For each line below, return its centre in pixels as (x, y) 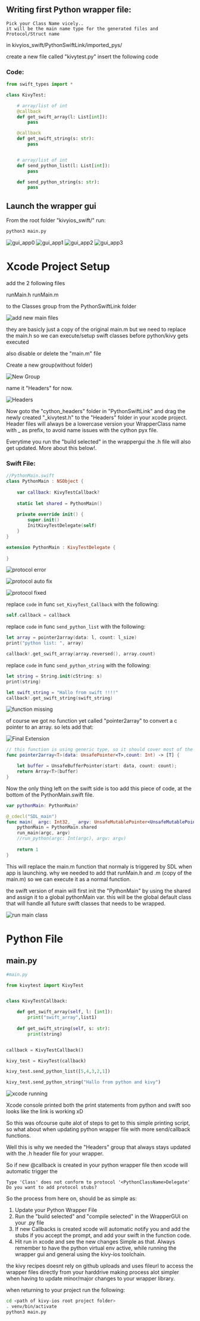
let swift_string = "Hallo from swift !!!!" (62, 692)
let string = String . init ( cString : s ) (54, 676)
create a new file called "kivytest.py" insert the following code (82, 57)
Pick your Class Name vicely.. (45, 23)
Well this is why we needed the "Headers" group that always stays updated (99, 1147)
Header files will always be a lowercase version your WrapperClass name (96, 424)
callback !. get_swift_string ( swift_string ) (60, 698)
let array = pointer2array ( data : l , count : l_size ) (71, 638)
